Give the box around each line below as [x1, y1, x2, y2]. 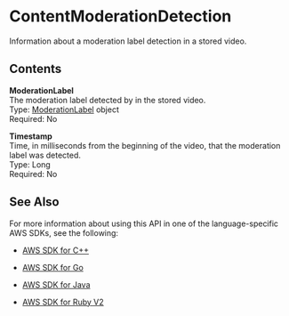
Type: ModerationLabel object [9, 104, 120, 115]
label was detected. [9, 150, 82, 160]
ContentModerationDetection [9, 6, 232, 27]
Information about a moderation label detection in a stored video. [9, 36, 247, 46]
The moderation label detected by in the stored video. [9, 94, 206, 105]
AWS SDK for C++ [21, 245, 89, 255]
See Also [9, 194, 60, 210]
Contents [9, 61, 62, 77]
